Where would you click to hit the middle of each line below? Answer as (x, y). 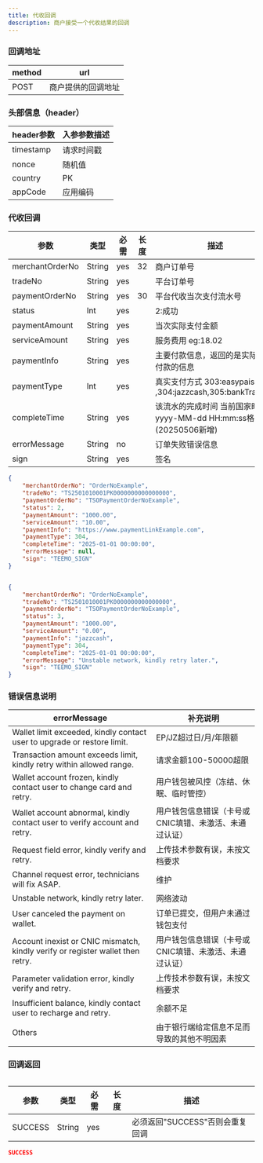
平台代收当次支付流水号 (198, 297)
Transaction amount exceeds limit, (75, 755)
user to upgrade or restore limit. (70, 742)
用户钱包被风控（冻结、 (199, 782)
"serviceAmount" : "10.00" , (66, 522)
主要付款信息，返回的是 (198, 356)
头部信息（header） (46, 112)
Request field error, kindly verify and (79, 850)
